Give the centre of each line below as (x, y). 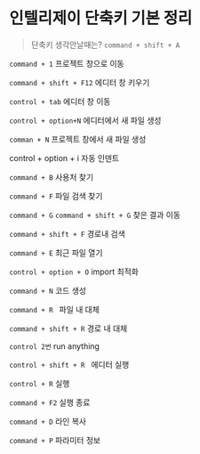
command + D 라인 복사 (48, 421)
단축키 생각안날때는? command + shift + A (105, 45)
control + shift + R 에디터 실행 (69, 364)
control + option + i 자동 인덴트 (64, 158)
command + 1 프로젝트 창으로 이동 (67, 63)
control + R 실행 (40, 383)
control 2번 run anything (55, 346)
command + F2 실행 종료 (50, 402)
